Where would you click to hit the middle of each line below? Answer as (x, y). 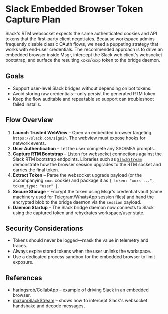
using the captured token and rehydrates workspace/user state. (78, 213)
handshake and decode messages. (49, 306)
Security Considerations (45, 228)
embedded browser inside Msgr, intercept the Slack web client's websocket (84, 55)
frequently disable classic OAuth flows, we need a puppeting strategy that (82, 44)
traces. (20, 246)
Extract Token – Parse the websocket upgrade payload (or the (77, 175)
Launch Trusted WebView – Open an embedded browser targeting (82, 132)
